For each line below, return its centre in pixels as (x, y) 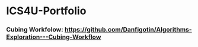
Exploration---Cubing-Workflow (54, 37)
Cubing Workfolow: (35, 30)
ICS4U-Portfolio (46, 11)
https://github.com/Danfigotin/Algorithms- (128, 30)
